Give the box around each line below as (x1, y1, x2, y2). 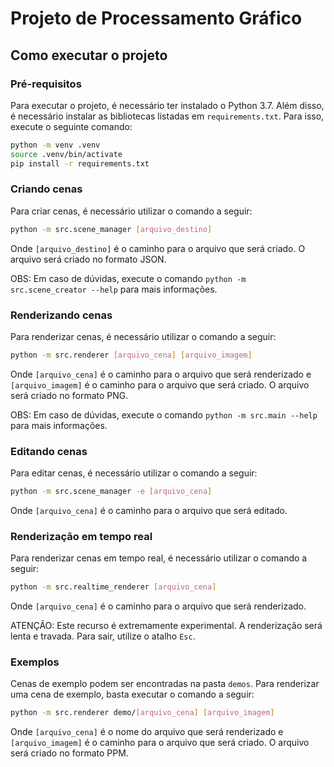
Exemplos (10, 655, 60, 669)
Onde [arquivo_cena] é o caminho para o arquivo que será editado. (10, 505, 288, 517)
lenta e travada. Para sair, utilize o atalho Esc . (10, 630, 196, 642)
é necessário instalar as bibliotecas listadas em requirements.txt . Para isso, (10, 110, 325, 122)
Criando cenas (10, 182, 83, 196)
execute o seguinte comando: (10, 120, 133, 132)
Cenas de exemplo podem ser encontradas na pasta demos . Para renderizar (10, 678, 320, 690)
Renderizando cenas (10, 308, 113, 322)
